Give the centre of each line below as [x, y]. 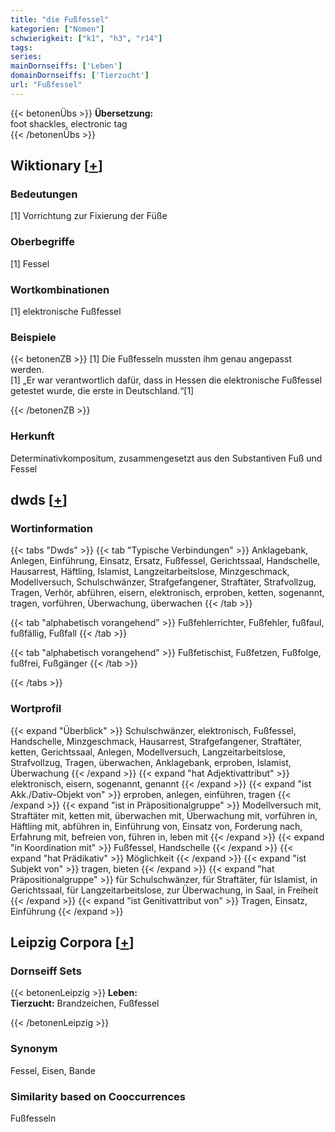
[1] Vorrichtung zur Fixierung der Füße [89, 216]
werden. [27, 370]
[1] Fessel [30, 263]
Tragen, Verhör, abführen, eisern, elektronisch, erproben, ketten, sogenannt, [167, 593]
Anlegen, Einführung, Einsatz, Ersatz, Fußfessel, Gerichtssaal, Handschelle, [165, 561]
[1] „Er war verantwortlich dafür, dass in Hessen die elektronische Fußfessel [166, 380]
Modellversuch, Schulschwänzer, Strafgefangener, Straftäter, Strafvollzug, [163, 582]
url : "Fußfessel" [46, 85]
